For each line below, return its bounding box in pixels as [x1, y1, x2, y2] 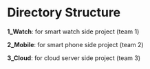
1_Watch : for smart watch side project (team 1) [7, 27, 140, 36]
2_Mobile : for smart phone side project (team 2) [7, 40, 144, 49]
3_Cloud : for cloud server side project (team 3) [7, 53, 141, 62]
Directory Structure [7, 5, 121, 20]
